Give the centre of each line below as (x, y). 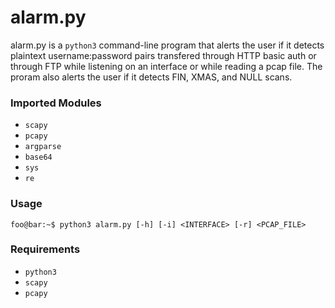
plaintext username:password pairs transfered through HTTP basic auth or (163, 55)
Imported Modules (56, 103)
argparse (43, 147)
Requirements (45, 249)
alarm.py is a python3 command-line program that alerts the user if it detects (167, 45)
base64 (38, 157)
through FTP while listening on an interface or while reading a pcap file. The (166, 66)
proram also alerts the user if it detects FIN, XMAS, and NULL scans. (151, 77)
